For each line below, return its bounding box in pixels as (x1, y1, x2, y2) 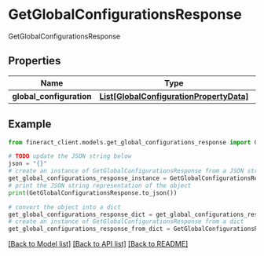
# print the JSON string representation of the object (8, 181, 192, 189)
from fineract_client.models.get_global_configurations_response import (8, 138, 251, 146)
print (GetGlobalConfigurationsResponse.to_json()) (8, 188, 178, 197)
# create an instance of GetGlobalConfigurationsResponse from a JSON (8, 167, 244, 175)
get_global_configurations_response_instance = (8, 174, 167, 182)
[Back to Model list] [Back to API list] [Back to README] (8, 240, 189, 249)
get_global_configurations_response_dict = (8, 210, 153, 218)
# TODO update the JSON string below (8, 152, 132, 160)
